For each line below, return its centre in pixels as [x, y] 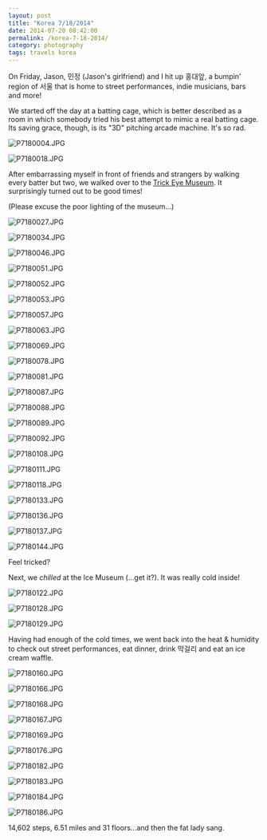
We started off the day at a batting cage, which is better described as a [125, 111]
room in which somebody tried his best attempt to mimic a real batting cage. [133, 119]
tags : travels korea [43, 53]
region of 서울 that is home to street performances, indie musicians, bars [127, 86]
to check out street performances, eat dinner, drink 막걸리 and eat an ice [127, 649]
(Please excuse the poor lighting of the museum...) [91, 207]
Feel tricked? [29, 562]
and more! [25, 95]
